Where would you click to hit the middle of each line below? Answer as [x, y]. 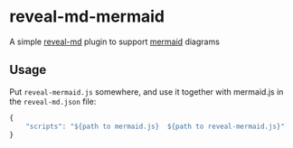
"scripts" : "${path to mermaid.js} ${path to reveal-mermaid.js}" [155, 126]
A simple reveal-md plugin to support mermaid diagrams [114, 42]
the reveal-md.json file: [53, 101]
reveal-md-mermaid [87, 17]
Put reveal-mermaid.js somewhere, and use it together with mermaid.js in [146, 91]
